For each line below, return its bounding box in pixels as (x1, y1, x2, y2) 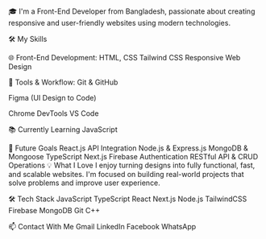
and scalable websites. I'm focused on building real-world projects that (8, 170, 244, 179)
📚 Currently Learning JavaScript (8, 125, 118, 134)
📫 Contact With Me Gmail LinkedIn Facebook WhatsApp (8, 222, 197, 231)
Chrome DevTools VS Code (8, 109, 99, 118)
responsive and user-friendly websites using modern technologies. (8, 19, 231, 27)
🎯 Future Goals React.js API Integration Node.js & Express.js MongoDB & (8, 143, 248, 153)
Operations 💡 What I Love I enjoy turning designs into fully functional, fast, (8, 160, 256, 170)
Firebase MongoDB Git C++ (8, 206, 101, 215)
